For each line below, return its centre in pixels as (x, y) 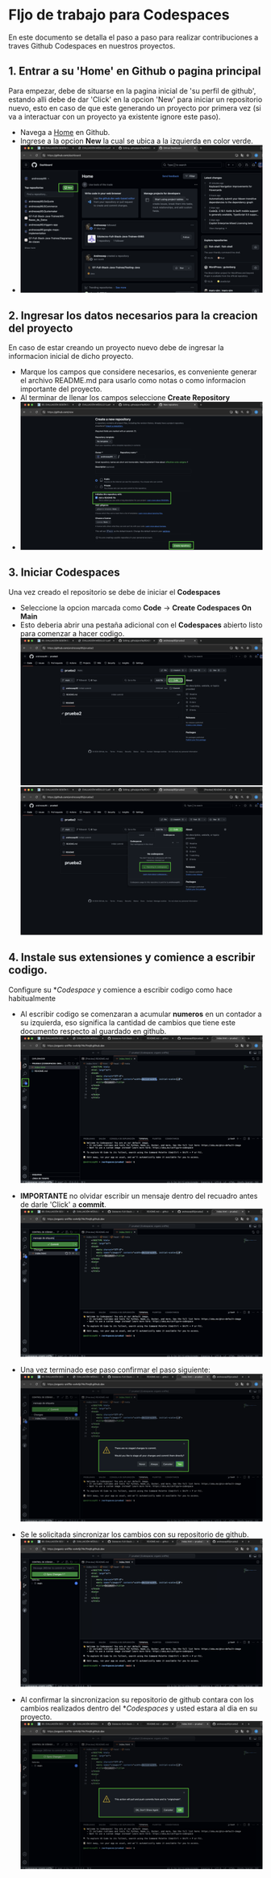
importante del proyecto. (61, 389)
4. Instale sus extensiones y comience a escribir (132, 958)
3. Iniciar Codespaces (65, 573)
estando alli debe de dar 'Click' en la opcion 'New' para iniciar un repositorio (135, 99)
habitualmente (32, 998)
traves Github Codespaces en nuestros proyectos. (92, 45)
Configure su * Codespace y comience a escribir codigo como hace (121, 990)
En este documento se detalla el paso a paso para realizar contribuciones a (133, 37)
